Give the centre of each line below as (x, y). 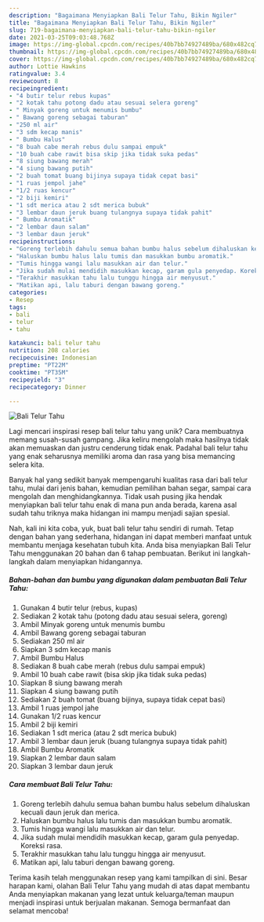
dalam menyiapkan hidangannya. (89, 562)
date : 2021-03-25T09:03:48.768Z (61, 37)
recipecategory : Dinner (48, 387)
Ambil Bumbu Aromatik (57, 749)
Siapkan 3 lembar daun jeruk (67, 767)
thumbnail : (27, 52)
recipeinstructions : (43, 242)
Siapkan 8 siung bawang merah (71, 683)
